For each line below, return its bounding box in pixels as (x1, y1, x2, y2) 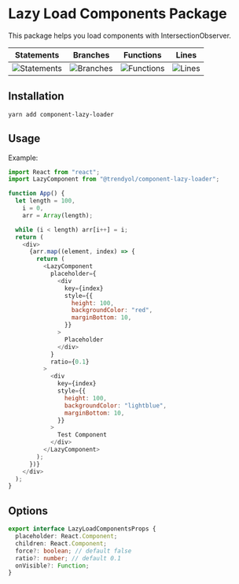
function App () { (8, 190, 65, 198)
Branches (72, 49, 110, 60)
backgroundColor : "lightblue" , (64, 401, 167, 410)
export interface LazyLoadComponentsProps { (8, 525, 156, 533)
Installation (8, 90, 64, 103)
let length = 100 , (15, 197, 76, 205)
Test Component (57, 431, 108, 439)
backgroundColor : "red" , (71, 307, 153, 314)
